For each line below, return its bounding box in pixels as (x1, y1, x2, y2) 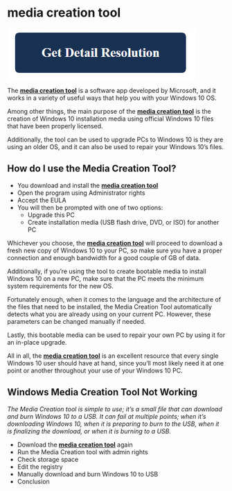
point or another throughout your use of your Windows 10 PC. (7, 366, 183, 374)
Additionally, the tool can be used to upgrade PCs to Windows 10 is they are (7, 135, 224, 144)
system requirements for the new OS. (7, 282, 114, 290)
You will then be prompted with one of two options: (17, 203, 163, 212)
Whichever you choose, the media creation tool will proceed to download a (7, 239, 223, 247)
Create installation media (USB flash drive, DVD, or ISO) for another (27, 218, 220, 226)
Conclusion (17, 477, 50, 485)
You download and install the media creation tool (17, 181, 159, 189)
